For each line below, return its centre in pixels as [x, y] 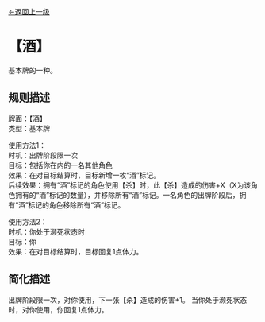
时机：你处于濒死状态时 [46, 231]
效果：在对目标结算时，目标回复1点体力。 [76, 251]
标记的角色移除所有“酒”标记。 [77, 204]
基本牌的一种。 [33, 70]
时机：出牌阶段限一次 [43, 155]
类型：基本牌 [29, 128]
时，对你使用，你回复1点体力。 [58, 309]
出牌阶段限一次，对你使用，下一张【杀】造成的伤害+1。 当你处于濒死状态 [128, 300]
